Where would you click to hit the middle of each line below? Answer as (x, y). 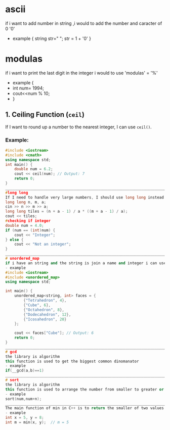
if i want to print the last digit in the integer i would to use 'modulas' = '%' (81, 73)
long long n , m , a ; (26, 202)
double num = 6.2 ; (34, 169)
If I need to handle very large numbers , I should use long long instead (85, 197)
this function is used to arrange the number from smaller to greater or (85, 389)
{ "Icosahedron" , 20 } (45, 319)
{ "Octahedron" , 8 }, (44, 310)
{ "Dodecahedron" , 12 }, (47, 314)
